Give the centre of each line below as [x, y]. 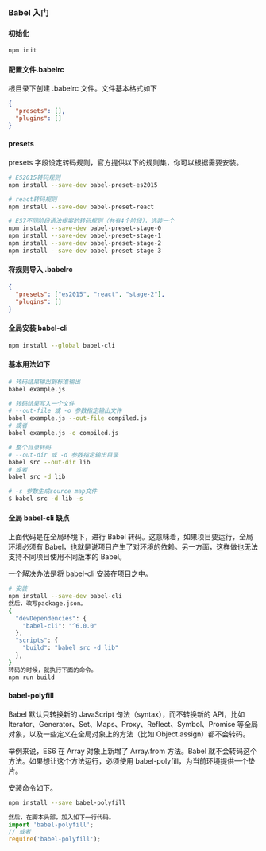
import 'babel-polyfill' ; [51, 825]
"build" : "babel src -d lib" [71, 648]
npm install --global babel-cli [62, 345]
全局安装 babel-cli [38, 328]
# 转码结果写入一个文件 [42, 403]
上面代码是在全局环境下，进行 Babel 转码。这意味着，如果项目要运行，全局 [131, 537]
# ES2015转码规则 [35, 177]
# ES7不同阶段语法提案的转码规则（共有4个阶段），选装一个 [91, 221]
